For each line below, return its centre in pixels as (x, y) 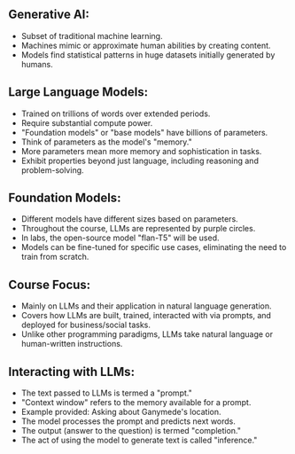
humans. (37, 64)
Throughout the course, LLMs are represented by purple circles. (138, 229)
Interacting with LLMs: (71, 372)
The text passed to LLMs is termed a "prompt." (106, 393)
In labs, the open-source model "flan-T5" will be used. (120, 238)
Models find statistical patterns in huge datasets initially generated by (148, 55)
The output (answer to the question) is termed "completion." (131, 431)
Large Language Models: (78, 92)
